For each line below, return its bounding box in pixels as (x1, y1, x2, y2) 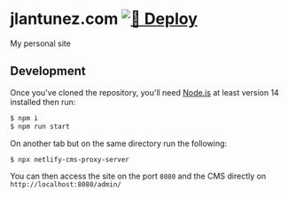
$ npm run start (10, 122, 70, 131)
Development (10, 64, 87, 79)
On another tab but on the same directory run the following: (10, 138, 228, 148)
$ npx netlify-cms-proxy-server (10, 155, 129, 164)
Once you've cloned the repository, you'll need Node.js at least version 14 (10, 87, 280, 97)
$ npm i (10, 113, 39, 123)
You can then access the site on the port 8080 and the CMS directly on (10, 171, 267, 181)
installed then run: (10, 96, 76, 107)
